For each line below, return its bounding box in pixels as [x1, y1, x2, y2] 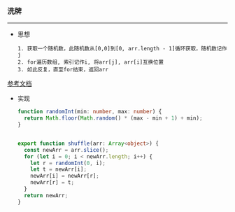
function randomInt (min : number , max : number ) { [17, 108, 162, 115]
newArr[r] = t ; [30, 179, 75, 186]
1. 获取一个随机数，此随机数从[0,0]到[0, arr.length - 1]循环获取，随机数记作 [17, 45, 227, 52]
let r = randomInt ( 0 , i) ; [30, 160, 106, 167]
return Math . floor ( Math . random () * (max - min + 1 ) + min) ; [24, 115, 203, 122]
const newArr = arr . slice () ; [24, 146, 109, 153]
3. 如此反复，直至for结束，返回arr [17, 66, 108, 73]
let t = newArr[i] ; [30, 166, 87, 173]
